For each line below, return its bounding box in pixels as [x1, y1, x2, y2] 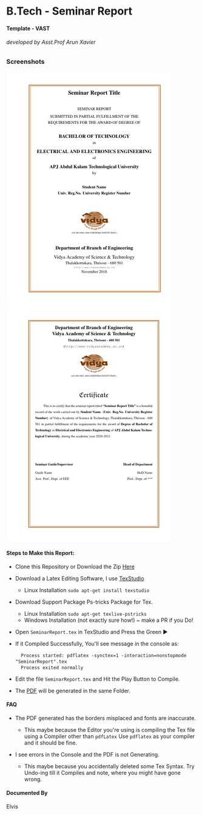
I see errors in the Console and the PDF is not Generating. [15, 751, 160, 758]
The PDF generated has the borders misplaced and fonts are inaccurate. [15, 714, 196, 721]
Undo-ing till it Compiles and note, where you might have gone [24, 769, 181, 776]
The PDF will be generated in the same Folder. [15, 687, 130, 694]
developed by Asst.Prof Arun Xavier [6, 38, 96, 46]
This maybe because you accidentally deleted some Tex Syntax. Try [24, 762, 195, 769]
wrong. [24, 776, 42, 783]
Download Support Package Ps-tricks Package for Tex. [15, 598, 153, 605]
